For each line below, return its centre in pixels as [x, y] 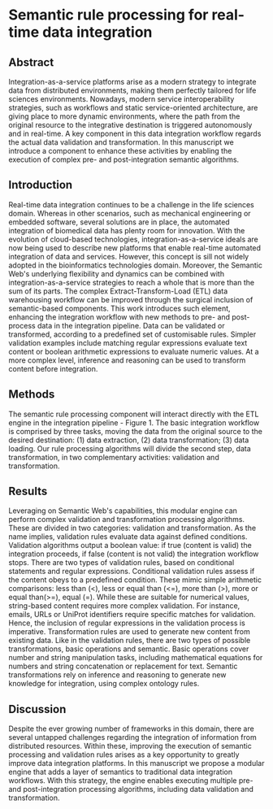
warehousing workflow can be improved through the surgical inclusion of [131, 299]
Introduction [41, 185]
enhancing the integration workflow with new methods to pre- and [119, 317]
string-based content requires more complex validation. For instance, [124, 606]
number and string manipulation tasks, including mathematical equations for [136, 658]
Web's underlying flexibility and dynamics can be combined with [117, 273]
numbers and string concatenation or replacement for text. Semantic [123, 666]
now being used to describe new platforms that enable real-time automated [135, 248]
